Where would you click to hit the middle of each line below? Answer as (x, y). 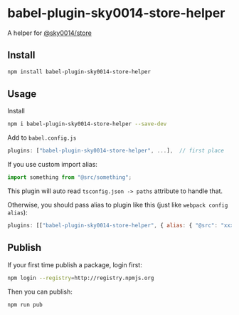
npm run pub (25, 304)
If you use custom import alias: (53, 165)
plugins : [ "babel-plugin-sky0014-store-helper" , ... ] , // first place (116, 151)
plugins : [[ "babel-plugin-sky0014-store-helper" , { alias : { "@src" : (113, 226)
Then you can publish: (40, 291)
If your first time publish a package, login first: (75, 264)
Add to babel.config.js (42, 138)
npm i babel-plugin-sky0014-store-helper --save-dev (87, 124)
